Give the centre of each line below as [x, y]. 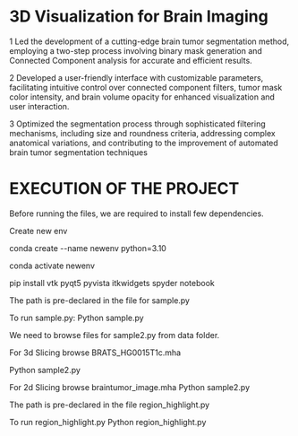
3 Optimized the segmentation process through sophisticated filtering [137, 124]
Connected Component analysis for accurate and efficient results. [131, 60]
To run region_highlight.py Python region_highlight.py [108, 422]
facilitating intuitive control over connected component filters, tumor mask [146, 87]
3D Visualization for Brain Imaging [139, 17]
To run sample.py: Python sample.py [77, 318]
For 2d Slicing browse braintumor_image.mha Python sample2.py [130, 387]
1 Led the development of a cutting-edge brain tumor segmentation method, [149, 41]
